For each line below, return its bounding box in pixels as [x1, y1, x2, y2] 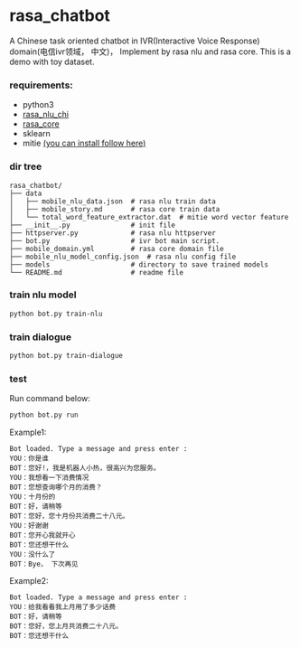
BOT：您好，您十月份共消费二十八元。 [9, 512, 129, 521]
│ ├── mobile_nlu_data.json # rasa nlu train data [9, 196, 217, 206]
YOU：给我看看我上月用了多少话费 [9, 603, 116, 612]
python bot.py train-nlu [9, 309, 103, 318]
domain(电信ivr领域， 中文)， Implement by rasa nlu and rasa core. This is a [9, 46, 292, 57]
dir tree [9, 160, 42, 173]
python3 [22, 99, 54, 110]
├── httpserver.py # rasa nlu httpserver [9, 228, 217, 238]
